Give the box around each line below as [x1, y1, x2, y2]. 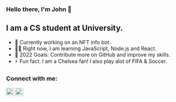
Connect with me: [6, 74, 58, 82]
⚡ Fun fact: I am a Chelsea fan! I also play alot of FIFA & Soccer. [14, 58, 167, 65]
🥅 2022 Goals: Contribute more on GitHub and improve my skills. [14, 51, 171, 58]
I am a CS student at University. [6, 23, 123, 33]
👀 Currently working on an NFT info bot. [14, 38, 111, 45]
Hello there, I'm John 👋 [6, 5, 72, 13]
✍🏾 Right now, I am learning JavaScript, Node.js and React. [14, 45, 157, 52]
